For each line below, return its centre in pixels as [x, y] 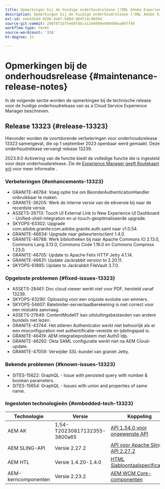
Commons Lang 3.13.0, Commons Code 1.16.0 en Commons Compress [83, 244]
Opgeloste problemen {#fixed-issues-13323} [60, 278]
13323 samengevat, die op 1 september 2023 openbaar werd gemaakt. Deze [82, 143]
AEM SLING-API [27, 448]
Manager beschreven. [27, 111]
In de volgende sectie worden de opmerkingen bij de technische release [78, 100]
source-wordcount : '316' [30, 33]
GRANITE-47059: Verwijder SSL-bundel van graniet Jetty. [70, 352]
